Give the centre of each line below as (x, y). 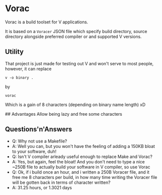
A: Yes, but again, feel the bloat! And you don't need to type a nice (78, 161)
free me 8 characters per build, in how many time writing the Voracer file (85, 177)
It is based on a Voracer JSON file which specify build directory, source (76, 31)
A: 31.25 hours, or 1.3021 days (42, 187)
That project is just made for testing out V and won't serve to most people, (79, 63)
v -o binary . (19, 78)
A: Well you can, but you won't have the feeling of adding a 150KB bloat (83, 146)
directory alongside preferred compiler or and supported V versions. (73, 36)
